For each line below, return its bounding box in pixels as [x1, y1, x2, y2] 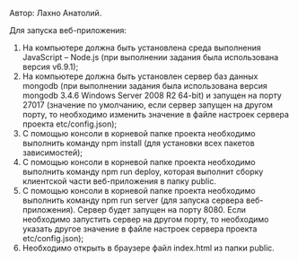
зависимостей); [22, 147, 83, 158]
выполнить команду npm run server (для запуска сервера [22, 195, 244, 205]
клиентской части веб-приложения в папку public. [22, 176, 217, 187]
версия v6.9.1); [22, 62, 79, 72]
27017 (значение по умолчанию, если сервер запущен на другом [22, 100, 274, 110]
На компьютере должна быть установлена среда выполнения [22, 42, 262, 53]
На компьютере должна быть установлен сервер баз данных [22, 71, 259, 82]
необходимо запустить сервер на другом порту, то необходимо [22, 214, 269, 224]
